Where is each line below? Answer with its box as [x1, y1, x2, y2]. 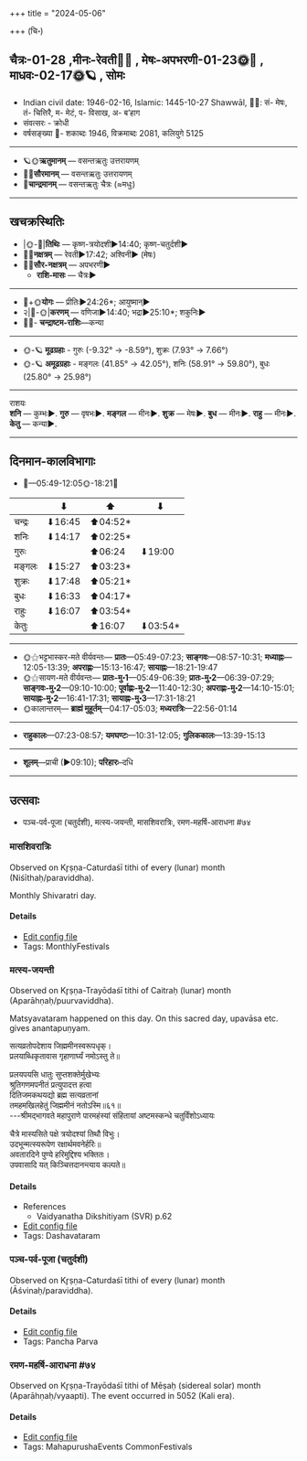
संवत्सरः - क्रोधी [22, 117, 69, 128]
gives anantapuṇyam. [9, 1023, 90, 1034]
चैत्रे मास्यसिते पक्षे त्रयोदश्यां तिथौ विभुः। [9, 1129, 121, 1140]
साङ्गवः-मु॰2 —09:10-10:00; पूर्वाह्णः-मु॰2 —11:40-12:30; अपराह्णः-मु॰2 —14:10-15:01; [22, 682, 295, 693]
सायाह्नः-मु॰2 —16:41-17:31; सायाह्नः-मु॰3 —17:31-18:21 [22, 693, 196, 704]
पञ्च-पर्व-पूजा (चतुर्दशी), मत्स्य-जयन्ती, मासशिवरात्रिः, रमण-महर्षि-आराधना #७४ [22, 817, 251, 828]
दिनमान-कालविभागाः [9, 454, 96, 469]
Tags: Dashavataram [22, 1230, 101, 1241]
